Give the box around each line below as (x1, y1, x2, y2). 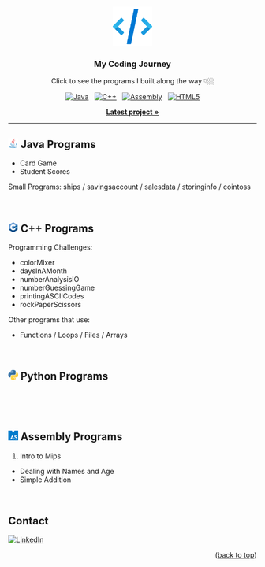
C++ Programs (20, 221, 95, 235)
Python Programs (20, 369, 109, 384)
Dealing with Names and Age (19, 466, 114, 476)
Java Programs (20, 137, 96, 151)
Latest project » (106, 107, 159, 117)
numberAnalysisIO (19, 274, 80, 283)
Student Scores (19, 167, 71, 176)
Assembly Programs (20, 430, 123, 443)
